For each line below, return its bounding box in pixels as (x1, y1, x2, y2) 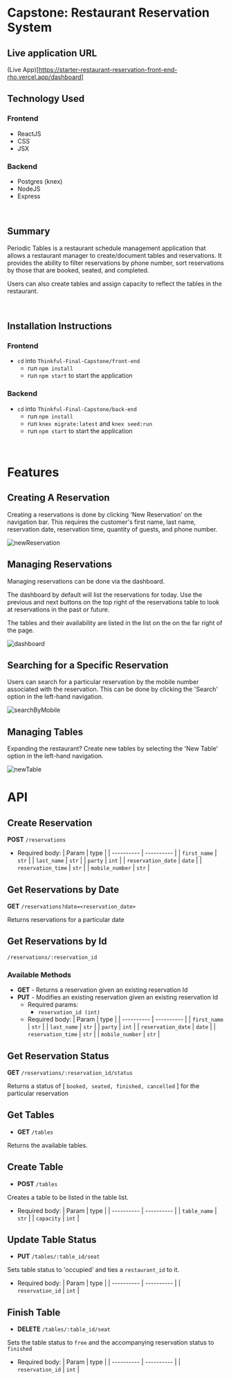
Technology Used (7, 93, 85, 105)
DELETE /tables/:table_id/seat (17, 1325, 111, 1334)
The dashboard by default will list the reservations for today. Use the (7, 591, 203, 599)
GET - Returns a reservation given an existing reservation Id (17, 986, 188, 994)
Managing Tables (7, 726, 84, 737)
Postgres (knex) (17, 177, 63, 185)
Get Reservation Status (7, 1050, 109, 1062)
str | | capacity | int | (17, 1214, 80, 1222)
